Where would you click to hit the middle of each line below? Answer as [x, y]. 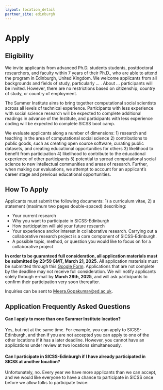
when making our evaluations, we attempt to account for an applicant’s [76, 169]
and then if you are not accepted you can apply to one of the [89, 335]
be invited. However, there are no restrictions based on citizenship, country [80, 88]
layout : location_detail [30, 9]
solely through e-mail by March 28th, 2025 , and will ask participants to [76, 277]
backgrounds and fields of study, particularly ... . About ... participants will [79, 83]
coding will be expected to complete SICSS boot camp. [60, 123]
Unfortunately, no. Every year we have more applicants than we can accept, [81, 373]
